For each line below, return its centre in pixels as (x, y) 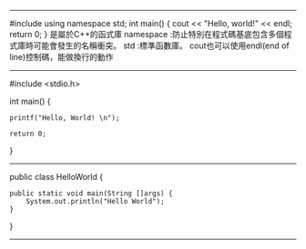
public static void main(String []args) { (91, 194)
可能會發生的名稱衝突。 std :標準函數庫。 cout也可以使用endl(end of (161, 45)
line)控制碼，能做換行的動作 (61, 57)
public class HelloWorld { (56, 177)
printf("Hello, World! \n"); (65, 118)
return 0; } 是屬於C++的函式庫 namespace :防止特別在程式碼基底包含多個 (147, 34)
